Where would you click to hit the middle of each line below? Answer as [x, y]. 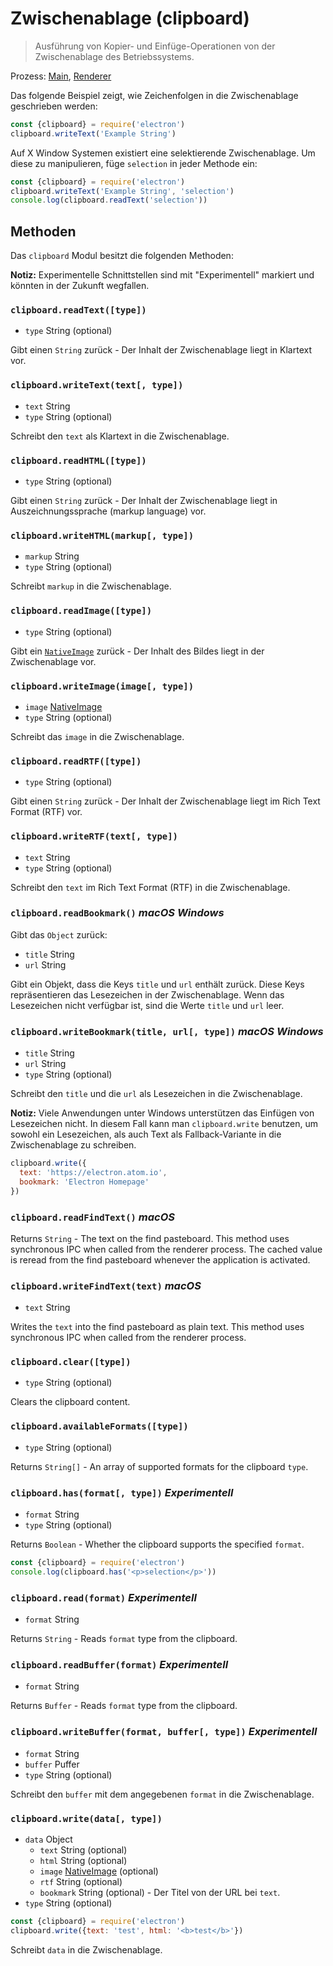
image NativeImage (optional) [99, 1871]
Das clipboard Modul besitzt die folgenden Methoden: [122, 256]
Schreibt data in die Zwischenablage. [86, 1949]
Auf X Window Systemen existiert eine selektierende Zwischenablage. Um [163, 153]
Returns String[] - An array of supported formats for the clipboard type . [159, 1466]
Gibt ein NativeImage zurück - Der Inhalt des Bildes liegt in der [137, 651]
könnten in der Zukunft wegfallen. [80, 286]
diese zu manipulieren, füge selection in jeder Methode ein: [134, 163]
